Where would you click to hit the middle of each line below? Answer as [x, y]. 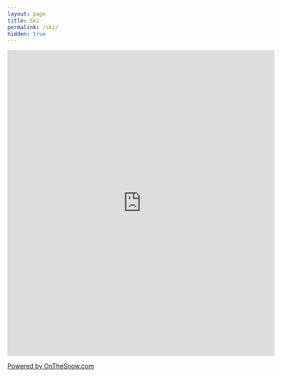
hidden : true [27, 34]
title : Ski [23, 21]
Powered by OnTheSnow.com [51, 366]
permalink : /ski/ [33, 27]
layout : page [27, 14]
